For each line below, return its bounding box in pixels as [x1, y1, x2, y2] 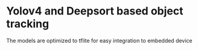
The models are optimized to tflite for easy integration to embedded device [6, 37, 193, 44]
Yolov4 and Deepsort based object [6, 4, 184, 18]
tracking [6, 17, 49, 31]
